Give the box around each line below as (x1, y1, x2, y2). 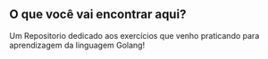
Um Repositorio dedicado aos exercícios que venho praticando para (9, 30, 260, 41)
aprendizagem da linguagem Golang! (9, 40, 146, 50)
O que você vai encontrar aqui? (9, 7, 187, 22)
